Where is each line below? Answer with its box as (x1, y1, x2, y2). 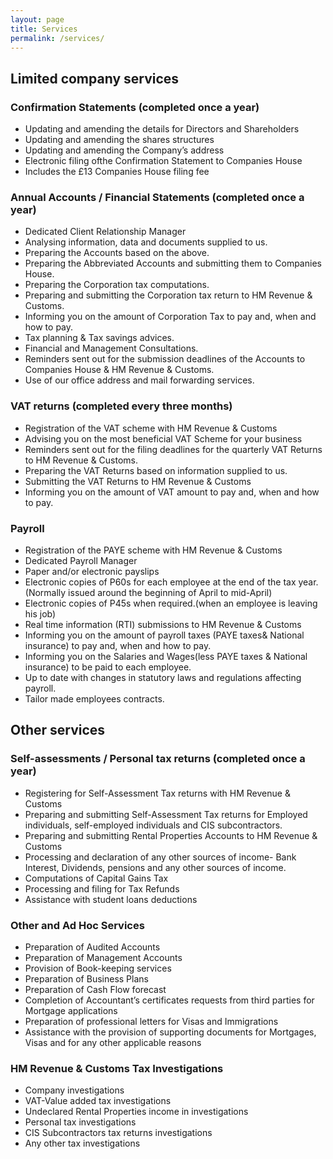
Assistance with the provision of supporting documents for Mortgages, (24, 1026, 317, 1038)
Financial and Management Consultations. (24, 342, 199, 355)
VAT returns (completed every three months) (10, 399, 233, 413)
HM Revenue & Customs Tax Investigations (10, 1061, 224, 1075)
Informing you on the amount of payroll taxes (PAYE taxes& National (24, 629, 305, 641)
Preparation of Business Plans (24, 972, 149, 985)
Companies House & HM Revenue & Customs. (24, 364, 215, 376)
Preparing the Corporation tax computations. (24, 279, 210, 291)
